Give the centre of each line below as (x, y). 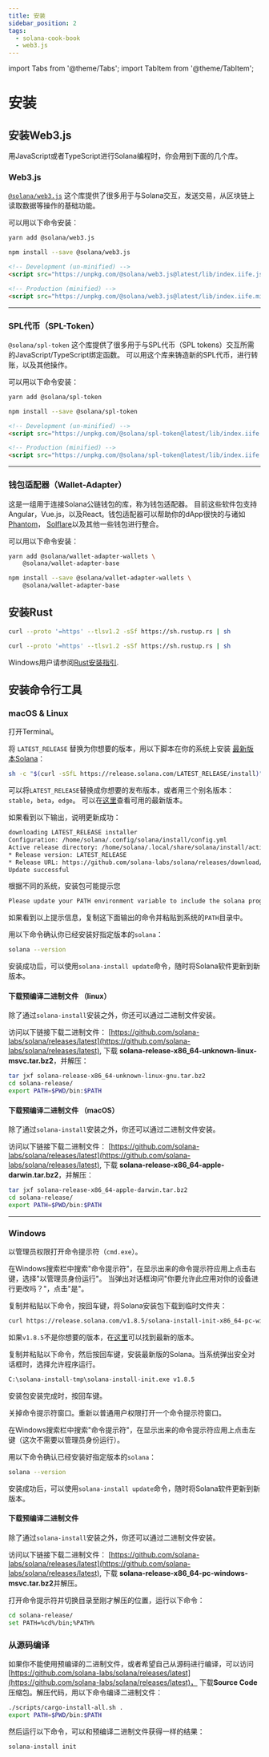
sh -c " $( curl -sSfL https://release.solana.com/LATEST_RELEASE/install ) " (136, 774)
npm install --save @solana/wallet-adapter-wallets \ (100, 578)
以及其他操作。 (47, 365)
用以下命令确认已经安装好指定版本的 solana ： (82, 1456)
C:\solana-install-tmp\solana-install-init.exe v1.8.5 (102, 1379)
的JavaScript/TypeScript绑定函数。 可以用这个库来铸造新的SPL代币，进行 (130, 354)
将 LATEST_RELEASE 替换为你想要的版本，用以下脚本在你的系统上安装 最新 (128, 749)
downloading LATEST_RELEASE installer (73, 833)
